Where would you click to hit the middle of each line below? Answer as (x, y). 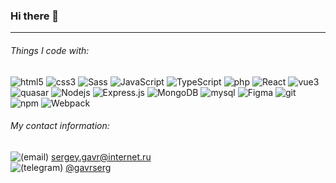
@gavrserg (88, 167)
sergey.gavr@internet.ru (101, 156)
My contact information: (60, 126)
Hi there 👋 (35, 16)
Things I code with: (50, 50)
